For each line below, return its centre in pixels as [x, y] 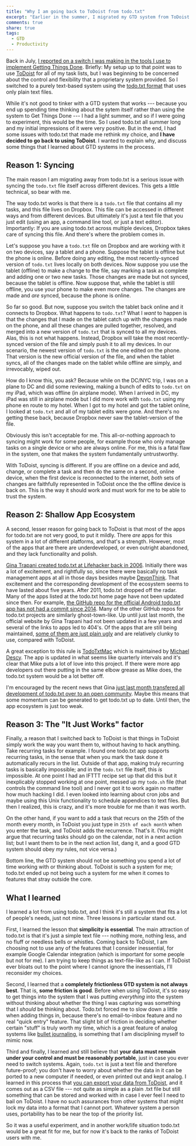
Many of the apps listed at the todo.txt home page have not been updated [95, 596]
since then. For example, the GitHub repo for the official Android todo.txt [93, 602]
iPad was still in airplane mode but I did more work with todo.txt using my [95, 399]
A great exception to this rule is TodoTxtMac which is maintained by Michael [98, 651]
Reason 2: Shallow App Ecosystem [71, 515]
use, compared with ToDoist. [41, 639]
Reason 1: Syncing [40, 165]
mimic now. [20, 1041]
